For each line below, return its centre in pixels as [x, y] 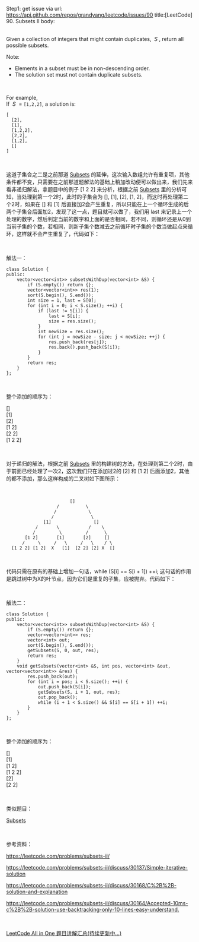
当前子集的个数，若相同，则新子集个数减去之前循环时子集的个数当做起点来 [97, 226]
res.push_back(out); [53, 677]
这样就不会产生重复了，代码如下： [58, 234]
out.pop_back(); [58, 697]
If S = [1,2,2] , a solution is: [41, 104]
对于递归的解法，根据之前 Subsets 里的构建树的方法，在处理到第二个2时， [97, 464]
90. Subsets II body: [31, 21]
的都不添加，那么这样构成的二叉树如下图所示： [63, 478]
